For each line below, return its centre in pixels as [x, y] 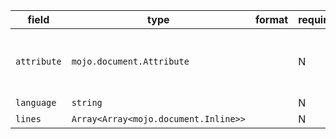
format [271, 19]
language [36, 102]
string [87, 102]
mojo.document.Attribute [130, 61]
